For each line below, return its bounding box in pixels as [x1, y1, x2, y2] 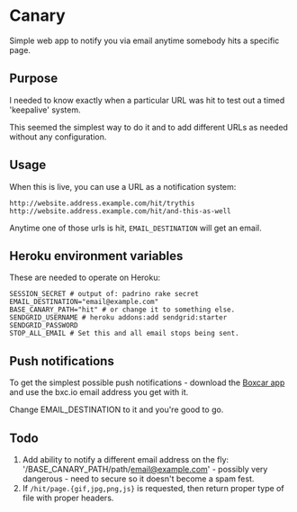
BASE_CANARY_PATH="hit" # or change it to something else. [9, 305, 236, 315]
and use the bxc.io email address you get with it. [9, 387, 189, 398]
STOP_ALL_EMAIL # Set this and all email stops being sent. [9, 329, 240, 338]
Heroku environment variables [9, 248, 184, 264]
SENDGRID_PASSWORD [9, 321, 78, 330]
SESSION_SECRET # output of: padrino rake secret [9, 290, 200, 299]
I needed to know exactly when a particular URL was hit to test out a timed [9, 94, 285, 105]
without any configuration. [9, 131, 107, 142]
